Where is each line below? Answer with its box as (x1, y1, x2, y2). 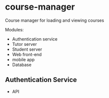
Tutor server (12, 41, 37, 47)
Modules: (5, 27, 24, 32)
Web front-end (12, 51, 42, 57)
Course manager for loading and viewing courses (5, 17, 105, 23)
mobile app (12, 56, 35, 62)
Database (12, 62, 32, 68)
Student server (12, 46, 42, 52)
